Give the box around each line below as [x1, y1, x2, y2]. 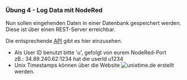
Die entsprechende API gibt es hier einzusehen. [5, 38, 123, 45]
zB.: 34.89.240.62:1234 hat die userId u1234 [14, 56, 123, 63]
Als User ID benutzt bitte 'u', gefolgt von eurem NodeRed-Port [14, 49, 167, 56]
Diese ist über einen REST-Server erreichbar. [5, 26, 116, 33]
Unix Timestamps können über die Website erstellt [14, 61, 174, 69]
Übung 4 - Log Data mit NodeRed [5, 6, 102, 14]
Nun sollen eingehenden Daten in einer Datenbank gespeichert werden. [5, 20, 182, 27]
